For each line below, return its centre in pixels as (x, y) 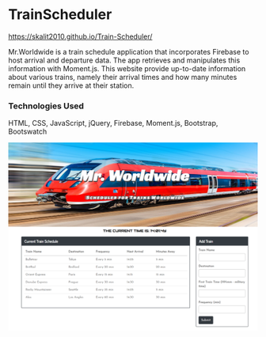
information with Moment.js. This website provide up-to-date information (127, 68)
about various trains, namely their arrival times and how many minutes (123, 77)
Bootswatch (28, 131)
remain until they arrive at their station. (71, 85)
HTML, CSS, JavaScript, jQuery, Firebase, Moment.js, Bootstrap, (113, 123)
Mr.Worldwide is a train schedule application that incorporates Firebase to (129, 51)
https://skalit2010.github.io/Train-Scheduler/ (80, 36)
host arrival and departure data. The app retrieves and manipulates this (124, 60)
